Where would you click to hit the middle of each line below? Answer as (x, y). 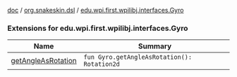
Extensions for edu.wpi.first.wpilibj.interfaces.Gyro (98, 28)
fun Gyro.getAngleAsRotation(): (138, 57)
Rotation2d (102, 64)
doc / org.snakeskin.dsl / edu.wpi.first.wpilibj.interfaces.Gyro (96, 10)
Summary (155, 46)
